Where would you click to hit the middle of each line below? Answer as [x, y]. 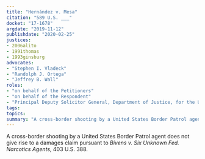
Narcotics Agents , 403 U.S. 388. [47, 149]
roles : [15, 86]
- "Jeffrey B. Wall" [33, 79]
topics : [16, 113]
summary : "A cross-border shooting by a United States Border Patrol [97, 119]
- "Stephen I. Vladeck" [37, 68]
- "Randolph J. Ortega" [37, 74]
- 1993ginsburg [26, 57]
